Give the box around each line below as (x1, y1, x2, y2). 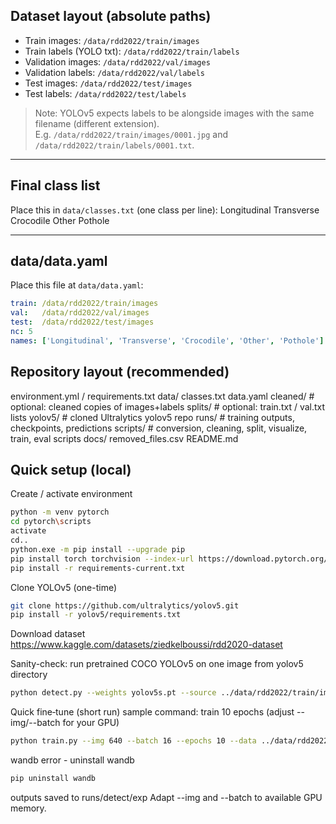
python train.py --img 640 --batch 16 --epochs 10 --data (10, 736, 257, 746)
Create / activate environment (10, 488, 133, 500)
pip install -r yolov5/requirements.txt (10, 610, 182, 620)
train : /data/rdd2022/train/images (10, 299, 159, 309)
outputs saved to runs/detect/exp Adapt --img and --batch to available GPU (10, 791, 323, 803)
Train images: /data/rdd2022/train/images (24, 34, 200, 46)
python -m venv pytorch (10, 507, 110, 518)
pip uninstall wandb (10, 774, 97, 784)
